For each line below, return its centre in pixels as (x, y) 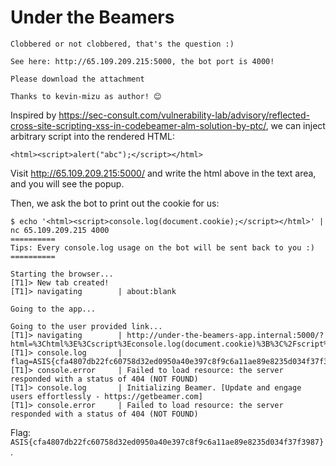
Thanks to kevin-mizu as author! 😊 (86, 96)
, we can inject (295, 125)
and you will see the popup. (67, 183)
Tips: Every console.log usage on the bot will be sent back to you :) (162, 247)
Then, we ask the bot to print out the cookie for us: (115, 203)
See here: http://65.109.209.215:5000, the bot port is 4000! (142, 61)
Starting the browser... (62, 274)
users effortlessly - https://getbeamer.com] (106, 396)
